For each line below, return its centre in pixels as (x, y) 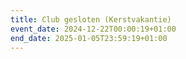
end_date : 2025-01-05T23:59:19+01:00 (89, 38)
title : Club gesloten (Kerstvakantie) (91, 19)
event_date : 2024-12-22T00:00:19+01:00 (93, 29)
